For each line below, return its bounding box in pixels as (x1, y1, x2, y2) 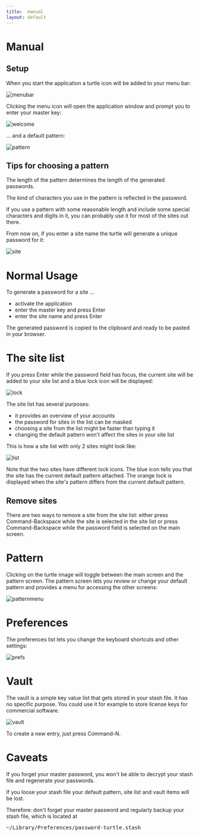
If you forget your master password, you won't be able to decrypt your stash (6, 770, 193, 777)
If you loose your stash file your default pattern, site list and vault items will (6, 788, 189, 795)
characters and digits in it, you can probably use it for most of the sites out (6, 212, 189, 219)
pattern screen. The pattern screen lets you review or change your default (6, 577, 188, 584)
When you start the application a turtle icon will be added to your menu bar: (6, 79, 191, 86)
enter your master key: (6, 108, 62, 116)
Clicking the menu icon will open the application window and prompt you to (6, 102, 191, 110)
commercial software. (6, 707, 59, 714)
